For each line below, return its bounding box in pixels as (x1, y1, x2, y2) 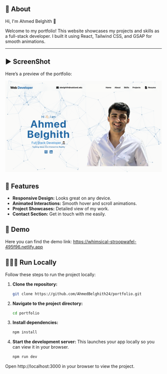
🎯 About (5, 5, 31, 13)
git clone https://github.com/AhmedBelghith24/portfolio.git (12, 291, 142, 296)
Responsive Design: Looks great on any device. (12, 195, 112, 201)
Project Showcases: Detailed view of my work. (12, 206, 109, 212)
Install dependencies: (12, 319, 59, 326)
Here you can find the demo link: (5, 238, 72, 244)
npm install (12, 330, 37, 335)
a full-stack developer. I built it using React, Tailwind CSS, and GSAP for (5, 33, 152, 39)
